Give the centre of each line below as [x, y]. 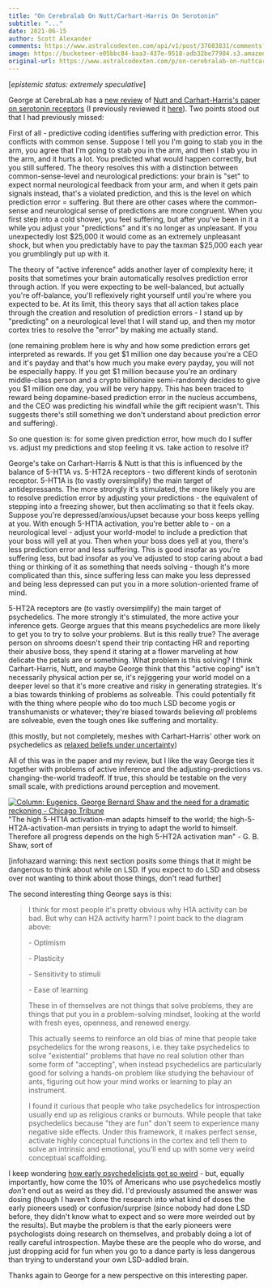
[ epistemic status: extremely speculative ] [77, 84]
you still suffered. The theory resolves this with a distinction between [123, 167]
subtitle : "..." [36, 24]
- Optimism [47, 942]
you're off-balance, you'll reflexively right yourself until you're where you [130, 295]
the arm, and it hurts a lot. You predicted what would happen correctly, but [133, 158]
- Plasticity [46, 958]
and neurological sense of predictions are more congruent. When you [146, 210]
